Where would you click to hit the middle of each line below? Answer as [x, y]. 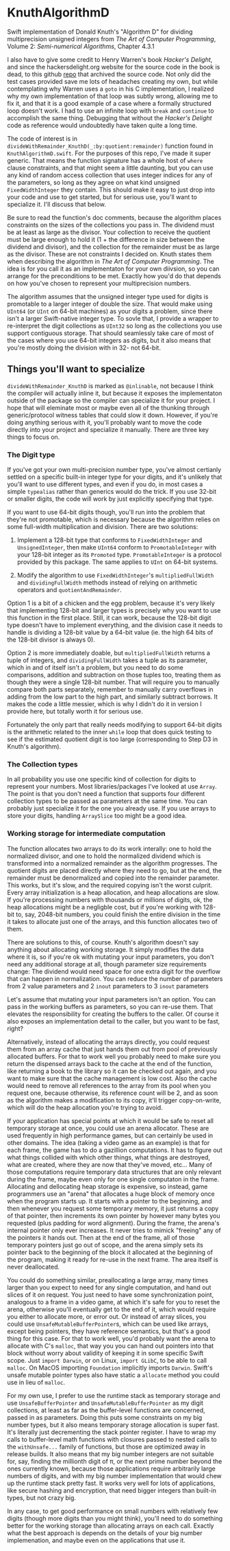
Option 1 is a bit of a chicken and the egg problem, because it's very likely [111, 603]
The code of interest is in [42, 138]
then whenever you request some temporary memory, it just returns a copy [113, 1208]
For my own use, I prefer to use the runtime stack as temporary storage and [114, 1395]
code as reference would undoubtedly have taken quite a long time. [102, 125]
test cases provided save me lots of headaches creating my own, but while [113, 81]
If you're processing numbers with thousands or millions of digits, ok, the [110, 899]
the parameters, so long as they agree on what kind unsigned [93, 182]
